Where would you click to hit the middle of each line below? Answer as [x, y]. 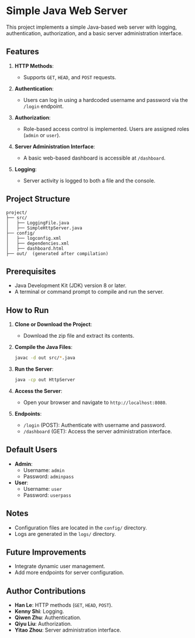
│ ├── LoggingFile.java [37, 223]
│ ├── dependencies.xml [37, 243]
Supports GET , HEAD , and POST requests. [70, 77]
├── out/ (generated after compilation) [57, 253]
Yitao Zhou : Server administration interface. [68, 630]
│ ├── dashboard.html [35, 248]
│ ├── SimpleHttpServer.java [44, 228]
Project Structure [38, 199]
